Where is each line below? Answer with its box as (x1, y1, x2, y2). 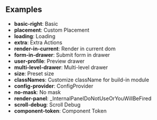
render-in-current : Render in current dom (13, 45, 116, 52)
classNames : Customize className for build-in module (13, 76, 149, 83)
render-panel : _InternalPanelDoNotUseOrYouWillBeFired (13, 95, 152, 102)
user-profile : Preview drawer (13, 57, 85, 64)
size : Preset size (13, 70, 54, 77)
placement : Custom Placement (13, 26, 90, 33)
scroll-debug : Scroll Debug (13, 101, 81, 108)
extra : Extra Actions (13, 39, 63, 46)
